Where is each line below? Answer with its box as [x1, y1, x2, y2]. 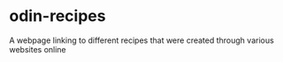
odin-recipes [9, 6, 106, 26]
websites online [9, 44, 66, 54]
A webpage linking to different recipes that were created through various [9, 35, 274, 45]
